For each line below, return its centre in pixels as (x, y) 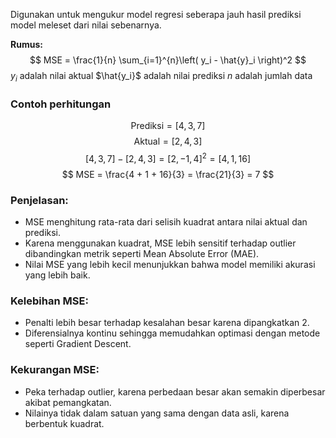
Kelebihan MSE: (49, 301)
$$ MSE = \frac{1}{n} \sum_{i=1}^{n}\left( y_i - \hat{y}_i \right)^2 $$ (168, 60)
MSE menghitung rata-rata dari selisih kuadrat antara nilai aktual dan (166, 222)
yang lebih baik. (57, 275)
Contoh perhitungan (61, 104)
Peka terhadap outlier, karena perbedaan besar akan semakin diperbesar (175, 391)
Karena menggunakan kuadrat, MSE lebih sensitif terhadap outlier (160, 243)
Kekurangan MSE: (55, 370)
